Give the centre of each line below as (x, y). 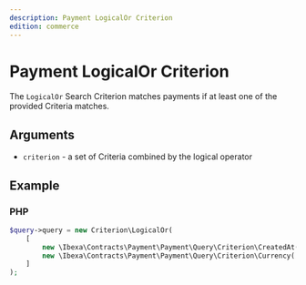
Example (35, 185)
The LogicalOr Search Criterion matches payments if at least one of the (143, 97)
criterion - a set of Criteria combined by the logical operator (138, 157)
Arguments (42, 134)
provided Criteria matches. (59, 107)
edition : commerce (44, 26)
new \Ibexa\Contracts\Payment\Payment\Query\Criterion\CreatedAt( (171, 247)
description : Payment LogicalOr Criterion (91, 18)
